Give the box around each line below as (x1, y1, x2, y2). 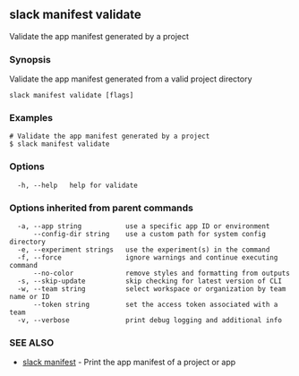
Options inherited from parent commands (9, 201, 194, 214)
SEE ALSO (9, 336, 55, 348)
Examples (9, 112, 54, 124)
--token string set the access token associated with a (32, 300, 278, 309)
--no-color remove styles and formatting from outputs (32, 269, 291, 278)
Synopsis (9, 53, 51, 65)
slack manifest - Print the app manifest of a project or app (21, 357, 236, 368)
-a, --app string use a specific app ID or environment (17, 222, 270, 231)
